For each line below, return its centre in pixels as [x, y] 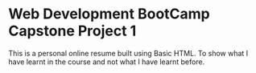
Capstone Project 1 [72, 31]
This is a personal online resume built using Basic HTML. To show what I [128, 53]
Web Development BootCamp [109, 14]
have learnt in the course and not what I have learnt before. [107, 62]
